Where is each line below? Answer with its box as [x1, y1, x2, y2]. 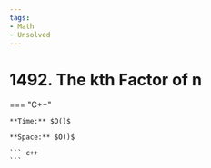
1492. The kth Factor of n [9, 69, 203, 90]
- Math [9, 22, 35, 31]
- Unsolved [9, 30, 51, 39]
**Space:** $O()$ [9, 133, 75, 142]
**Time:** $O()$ [9, 117, 71, 126]
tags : [9, 13, 30, 23]
